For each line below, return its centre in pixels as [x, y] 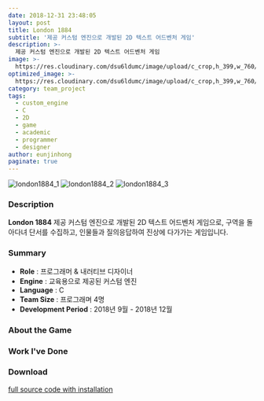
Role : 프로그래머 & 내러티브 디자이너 [76, 271]
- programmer [37, 140]
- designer [33, 147]
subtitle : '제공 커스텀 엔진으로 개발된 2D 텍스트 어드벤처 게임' [102, 37]
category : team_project [47, 88]
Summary [27, 253]
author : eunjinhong [40, 154]
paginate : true [33, 162]
